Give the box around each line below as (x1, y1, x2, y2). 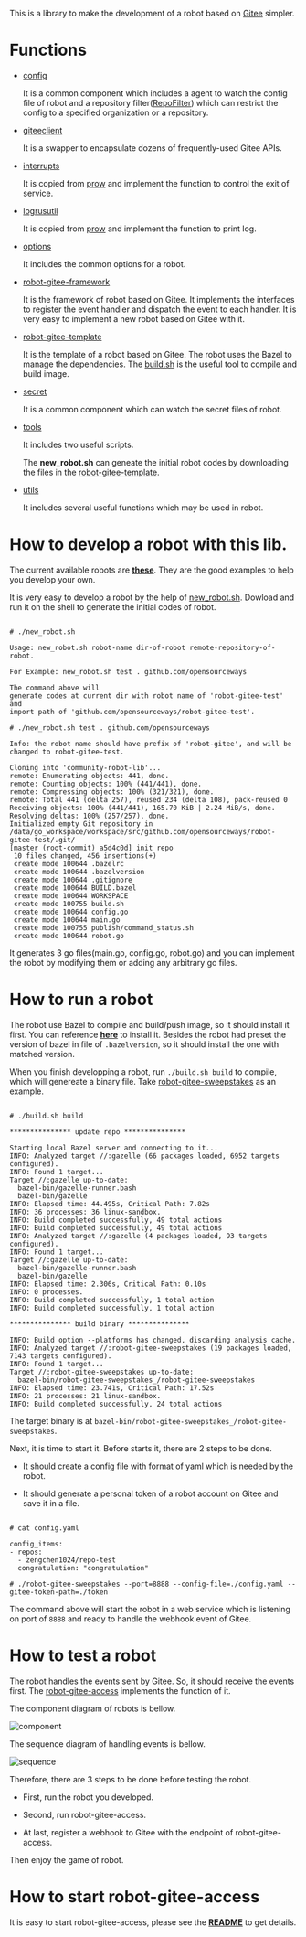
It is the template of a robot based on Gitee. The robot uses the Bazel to (22, 348, 292, 359)
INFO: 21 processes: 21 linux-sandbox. (9, 1391, 162, 1400)
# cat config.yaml (9, 1523, 79, 1533)
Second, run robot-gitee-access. (22, 1809, 147, 1820)
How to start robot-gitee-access (9, 1886, 260, 1907)
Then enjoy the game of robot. (9, 1854, 124, 1865)
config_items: (9, 1539, 64, 1548)
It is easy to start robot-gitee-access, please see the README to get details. (9, 1916, 297, 1928)
